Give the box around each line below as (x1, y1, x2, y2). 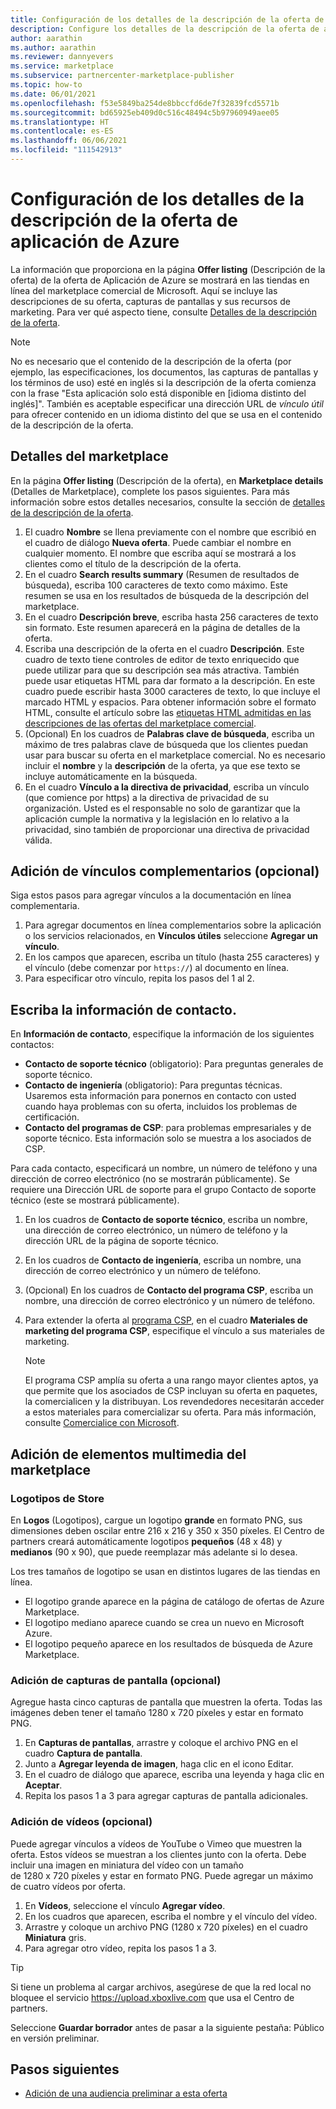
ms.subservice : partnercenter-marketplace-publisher (10, 71, 235, 81)
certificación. (24, 1111, 80, 1123)
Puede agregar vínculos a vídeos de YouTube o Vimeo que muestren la (10, 1837, 303, 1850)
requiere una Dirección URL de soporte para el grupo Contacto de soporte (10, 1184, 317, 1196)
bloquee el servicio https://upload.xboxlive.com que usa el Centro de (10, 1991, 295, 2003)
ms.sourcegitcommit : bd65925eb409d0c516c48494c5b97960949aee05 (10, 107, 280, 118)
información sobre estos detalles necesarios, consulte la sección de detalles (10, 496, 326, 508)
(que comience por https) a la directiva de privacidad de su (24, 791, 269, 803)
